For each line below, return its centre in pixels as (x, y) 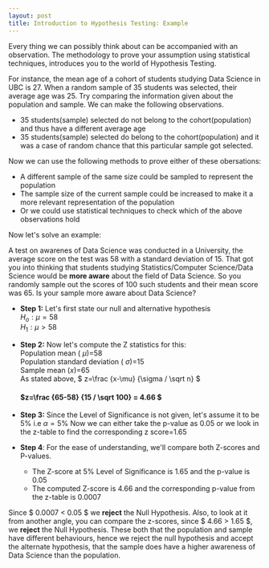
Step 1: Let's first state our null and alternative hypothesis (115, 308)
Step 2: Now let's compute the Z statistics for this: (103, 345)
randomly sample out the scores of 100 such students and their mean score (133, 284)
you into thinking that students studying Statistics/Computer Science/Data (131, 267)
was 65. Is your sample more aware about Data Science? (102, 293)
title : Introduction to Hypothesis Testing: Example (98, 23)
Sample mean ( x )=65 (55, 371)
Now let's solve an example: (55, 234)
